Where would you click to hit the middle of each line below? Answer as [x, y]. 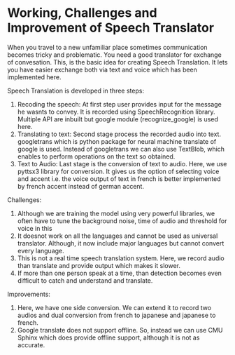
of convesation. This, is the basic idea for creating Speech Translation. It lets [117, 62]
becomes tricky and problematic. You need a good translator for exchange [114, 55]
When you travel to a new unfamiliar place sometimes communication [107, 47]
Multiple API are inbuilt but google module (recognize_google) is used [118, 119]
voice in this [35, 228]
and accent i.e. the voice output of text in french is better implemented [119, 179]
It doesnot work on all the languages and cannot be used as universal [117, 236]
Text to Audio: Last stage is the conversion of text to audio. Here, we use [122, 163]
